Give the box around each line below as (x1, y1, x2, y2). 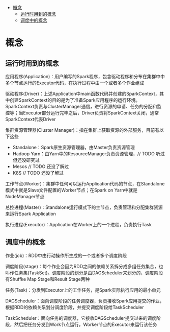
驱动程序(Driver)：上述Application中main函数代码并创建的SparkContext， (5, 91, 160, 97)
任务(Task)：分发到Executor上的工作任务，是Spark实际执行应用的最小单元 (5, 287, 161, 293)
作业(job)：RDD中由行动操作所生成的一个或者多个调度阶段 (5, 252, 127, 258)
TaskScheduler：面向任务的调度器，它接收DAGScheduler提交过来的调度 (5, 315, 157, 321)
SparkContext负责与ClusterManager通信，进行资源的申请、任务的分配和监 (5, 104, 162, 109)
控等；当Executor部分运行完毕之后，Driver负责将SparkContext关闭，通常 (5, 110, 159, 116)
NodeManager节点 (5, 194, 45, 199)
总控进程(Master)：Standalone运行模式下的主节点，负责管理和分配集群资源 (5, 204, 163, 210)
